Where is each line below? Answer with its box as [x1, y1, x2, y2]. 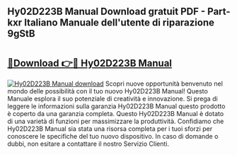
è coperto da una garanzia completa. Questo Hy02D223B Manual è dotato [7, 110, 224, 117]
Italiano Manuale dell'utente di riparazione [23, 17, 214, 29]
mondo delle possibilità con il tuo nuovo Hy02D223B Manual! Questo [7, 87, 209, 95]
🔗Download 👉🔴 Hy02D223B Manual [7, 57, 172, 69]
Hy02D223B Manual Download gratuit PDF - [7, 6, 206, 18]
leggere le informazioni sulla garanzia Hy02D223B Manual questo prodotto [7, 102, 226, 110]
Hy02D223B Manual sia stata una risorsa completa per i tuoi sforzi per [7, 125, 213, 133]
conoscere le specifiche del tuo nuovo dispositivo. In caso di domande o [7, 132, 219, 140]
